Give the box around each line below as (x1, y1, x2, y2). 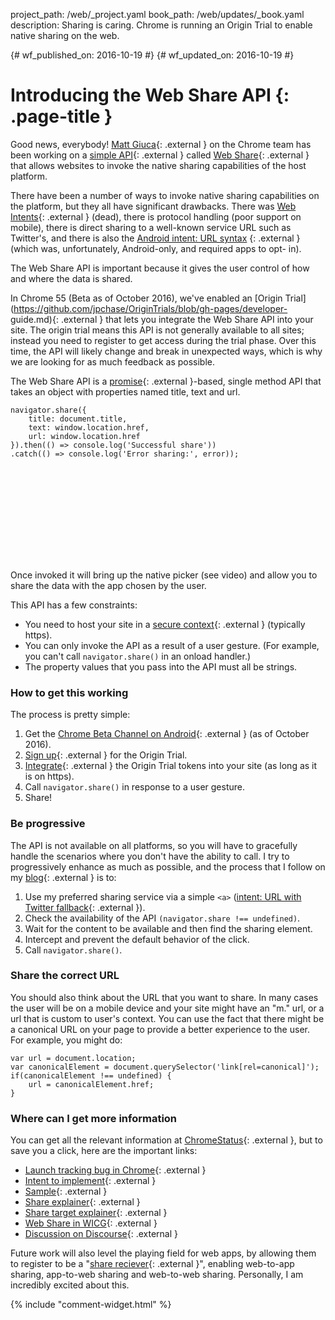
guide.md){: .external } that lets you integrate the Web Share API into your (10, 313, 314, 325)
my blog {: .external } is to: (10, 871, 117, 883)
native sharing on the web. (10, 30, 120, 41)
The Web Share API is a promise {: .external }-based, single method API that (10, 375, 322, 387)
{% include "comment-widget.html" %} (10, 1299, 172, 1311)
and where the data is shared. (10, 272, 133, 284)
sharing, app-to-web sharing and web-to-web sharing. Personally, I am (10, 1269, 304, 1281)
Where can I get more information (10, 1111, 178, 1125)
